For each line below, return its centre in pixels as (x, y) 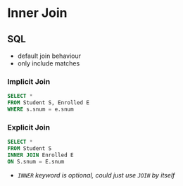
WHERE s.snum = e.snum (40, 110)
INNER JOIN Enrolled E (40, 155)
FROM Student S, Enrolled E (49, 103)
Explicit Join (29, 127)
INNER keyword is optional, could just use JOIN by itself (96, 175)
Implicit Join (29, 81)
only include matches (49, 63)
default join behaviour (49, 56)
